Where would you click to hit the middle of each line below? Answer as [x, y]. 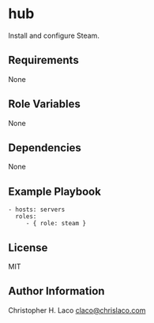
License [28, 248]
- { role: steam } [56, 224]
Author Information [56, 291]
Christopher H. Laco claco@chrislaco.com [77, 310]
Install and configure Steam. [54, 35]
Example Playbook [54, 191]
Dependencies [45, 148]
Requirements [43, 60]
